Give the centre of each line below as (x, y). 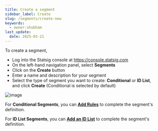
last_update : (18, 32)
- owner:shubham (26, 28)
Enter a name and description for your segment (59, 75)
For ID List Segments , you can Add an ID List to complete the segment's (77, 119)
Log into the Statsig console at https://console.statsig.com (70, 60)
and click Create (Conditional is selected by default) (64, 85)
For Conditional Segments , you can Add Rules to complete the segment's (79, 104)
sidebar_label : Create (28, 14)
